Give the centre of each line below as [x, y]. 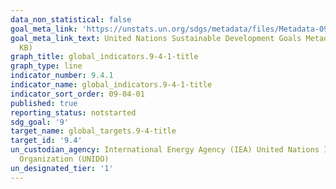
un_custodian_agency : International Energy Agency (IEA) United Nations [165, 150]
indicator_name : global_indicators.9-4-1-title [111, 85]
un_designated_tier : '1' [62, 168]
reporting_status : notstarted [73, 112]
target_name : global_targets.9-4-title [93, 131]
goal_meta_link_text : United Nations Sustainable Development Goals [156, 38]
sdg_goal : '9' [40, 122]
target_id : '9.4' [46, 141]
